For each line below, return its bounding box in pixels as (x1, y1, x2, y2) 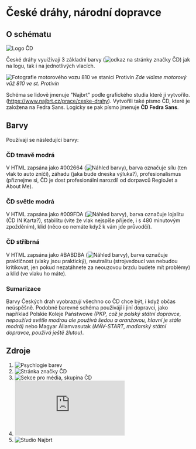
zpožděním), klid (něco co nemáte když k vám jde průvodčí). (6, 223, 152, 230)
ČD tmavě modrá (6, 151, 55, 159)
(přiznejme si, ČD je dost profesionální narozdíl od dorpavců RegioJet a (6, 176, 178, 184)
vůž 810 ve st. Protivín (6, 80, 60, 87)
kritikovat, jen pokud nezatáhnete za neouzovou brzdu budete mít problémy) (6, 264, 191, 271)
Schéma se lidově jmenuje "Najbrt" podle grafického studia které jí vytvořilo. (6, 91, 190, 98)
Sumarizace (6, 284, 41, 292)
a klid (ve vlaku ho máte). (6, 270, 67, 277)
